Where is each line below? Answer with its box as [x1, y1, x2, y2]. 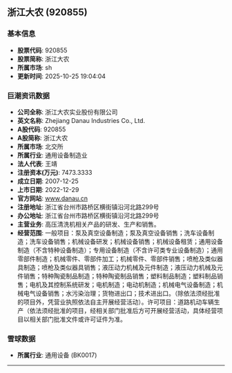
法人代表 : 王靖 [17, 160, 57, 168]
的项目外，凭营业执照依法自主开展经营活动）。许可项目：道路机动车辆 [17, 298, 214, 306]
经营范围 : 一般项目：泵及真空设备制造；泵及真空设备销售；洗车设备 [17, 229, 209, 237]
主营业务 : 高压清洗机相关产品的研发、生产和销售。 [17, 220, 160, 228]
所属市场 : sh [17, 63, 52, 71]
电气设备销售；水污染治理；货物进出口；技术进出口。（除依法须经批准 [23, 289, 220, 297]
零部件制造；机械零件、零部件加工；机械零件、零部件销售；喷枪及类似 [17, 254, 217, 262]
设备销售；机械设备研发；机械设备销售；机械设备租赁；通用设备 [41, 237, 223, 245]
